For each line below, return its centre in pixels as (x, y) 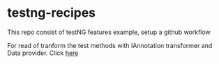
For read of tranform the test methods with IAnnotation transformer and (110, 45)
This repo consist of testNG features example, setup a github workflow (109, 32)
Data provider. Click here (43, 53)
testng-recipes (52, 13)
